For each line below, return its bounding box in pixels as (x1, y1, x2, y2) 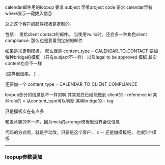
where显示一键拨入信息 (5, 10, 53, 16)
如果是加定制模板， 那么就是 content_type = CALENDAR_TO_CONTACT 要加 (5, 48, 158, 54)
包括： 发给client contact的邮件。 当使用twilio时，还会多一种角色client (5, 32, 147, 37)
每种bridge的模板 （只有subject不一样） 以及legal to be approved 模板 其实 (5, 54, 157, 60)
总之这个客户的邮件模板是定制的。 (5, 21, 74, 27)
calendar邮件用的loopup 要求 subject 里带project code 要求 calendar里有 (5, 4, 153, 10)
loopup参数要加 (5, 153, 43, 160)
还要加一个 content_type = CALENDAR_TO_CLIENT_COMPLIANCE (5, 81, 137, 87)
